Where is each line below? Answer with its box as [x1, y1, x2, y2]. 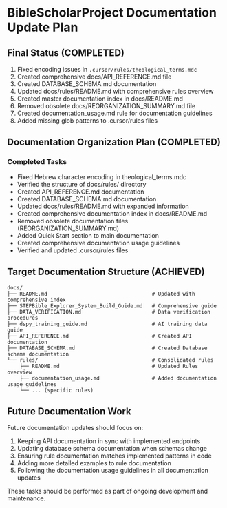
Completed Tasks [7, 157, 67, 167]
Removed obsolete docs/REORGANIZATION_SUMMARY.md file [17, 102, 196, 110]
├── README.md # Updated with [7, 290, 195, 297]
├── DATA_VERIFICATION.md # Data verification [7, 308, 211, 315]
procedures [7, 314, 39, 321]
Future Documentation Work [7, 405, 132, 417]
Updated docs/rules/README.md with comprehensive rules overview [17, 88, 215, 95]
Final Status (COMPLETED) [7, 47, 125, 59]
